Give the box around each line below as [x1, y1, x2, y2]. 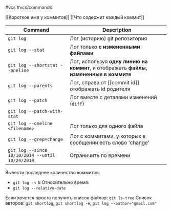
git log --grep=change [8, 136, 63, 142]
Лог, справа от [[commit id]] [70, 79, 140, 86]
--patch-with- [29, 108, 63, 114]
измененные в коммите [70, 71, 132, 78]
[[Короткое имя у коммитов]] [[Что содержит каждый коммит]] [5, 14, 144, 20]
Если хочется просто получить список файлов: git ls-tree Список [5, 195, 152, 201]
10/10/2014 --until [8, 153, 55, 158]
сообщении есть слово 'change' [70, 139, 150, 146]
